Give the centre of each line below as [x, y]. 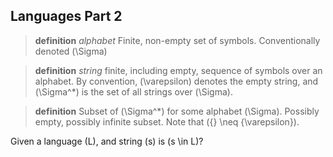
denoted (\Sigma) [71, 51]
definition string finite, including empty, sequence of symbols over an [178, 70]
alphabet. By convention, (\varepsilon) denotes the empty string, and [176, 81]
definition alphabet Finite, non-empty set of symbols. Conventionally [177, 40]
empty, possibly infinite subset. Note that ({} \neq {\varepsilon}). [167, 121]
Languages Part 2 [66, 16]
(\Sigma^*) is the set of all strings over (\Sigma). [133, 91]
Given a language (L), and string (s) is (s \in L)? [107, 141]
